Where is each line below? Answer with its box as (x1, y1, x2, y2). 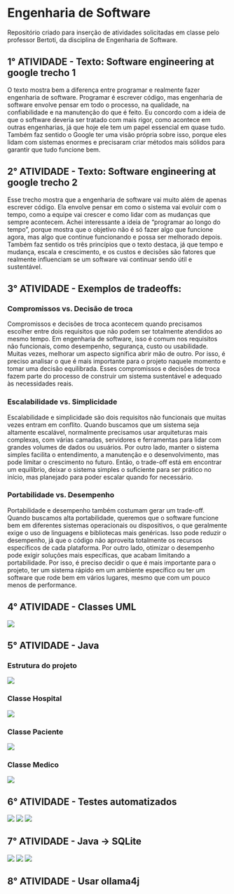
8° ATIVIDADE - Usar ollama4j (7, 876, 140, 888)
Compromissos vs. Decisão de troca (7, 303, 133, 313)
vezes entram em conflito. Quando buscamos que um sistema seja (7, 420, 200, 429)
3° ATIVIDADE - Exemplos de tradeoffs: (7, 282, 182, 294)
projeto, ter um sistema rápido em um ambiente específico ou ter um (7, 565, 205, 574)
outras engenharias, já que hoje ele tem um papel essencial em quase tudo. (7, 123, 226, 131)
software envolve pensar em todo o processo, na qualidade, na (7, 100, 190, 109)
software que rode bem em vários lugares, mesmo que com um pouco (7, 573, 211, 581)
